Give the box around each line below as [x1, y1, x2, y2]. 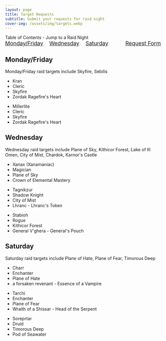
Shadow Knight [12, 192, 43, 198]
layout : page [5, 7, 32, 12]
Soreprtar [12, 315, 32, 321]
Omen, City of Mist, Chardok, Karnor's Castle [5, 152, 97, 158]
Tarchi [12, 290, 26, 296]
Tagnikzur [12, 186, 33, 193]
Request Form [125, 40, 161, 47]
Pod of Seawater [12, 331, 47, 337]
